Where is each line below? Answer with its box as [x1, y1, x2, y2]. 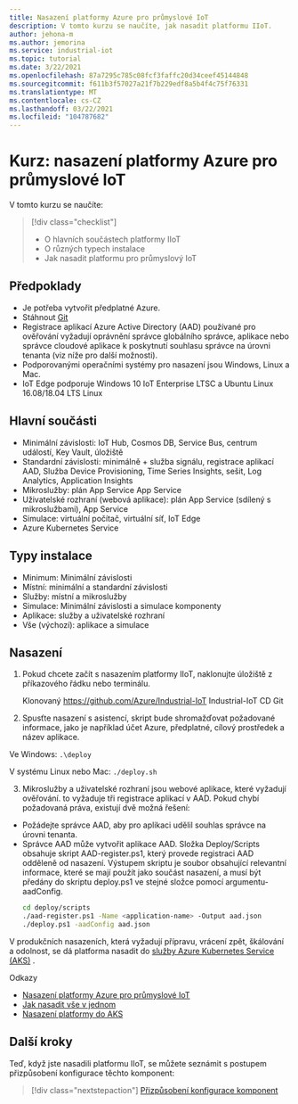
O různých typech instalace [44, 243, 146, 254]
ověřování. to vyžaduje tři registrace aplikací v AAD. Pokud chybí [21, 793, 260, 803]
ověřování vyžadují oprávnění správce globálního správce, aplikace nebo [21, 331, 289, 342]
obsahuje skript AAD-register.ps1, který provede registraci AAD [21, 848, 254, 859]
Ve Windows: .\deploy [9, 749, 92, 760]
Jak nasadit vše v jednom [21, 999, 117, 1009]
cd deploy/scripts [21, 903, 91, 912]
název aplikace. [21, 732, 80, 743]
